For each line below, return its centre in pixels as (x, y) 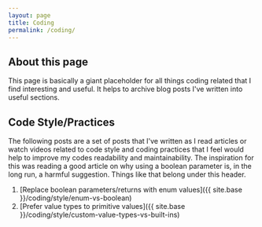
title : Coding (31, 23)
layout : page (30, 15)
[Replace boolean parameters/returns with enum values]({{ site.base (131, 190)
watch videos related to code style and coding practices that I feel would (126, 149)
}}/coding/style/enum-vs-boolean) (76, 198)
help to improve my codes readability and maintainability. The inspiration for (131, 157)
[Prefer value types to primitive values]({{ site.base (102, 206)
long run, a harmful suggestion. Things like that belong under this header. (127, 174)
